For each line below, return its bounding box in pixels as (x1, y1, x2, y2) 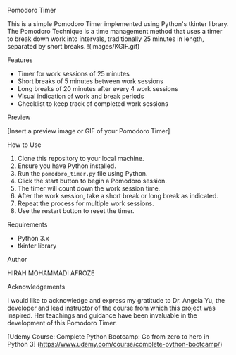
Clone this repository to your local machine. (17, 155, 144, 162)
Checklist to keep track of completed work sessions (17, 100, 169, 108)
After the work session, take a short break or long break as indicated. (17, 192, 218, 200)
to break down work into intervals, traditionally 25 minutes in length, (7, 35, 204, 43)
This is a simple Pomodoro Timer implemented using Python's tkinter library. (7, 20, 229, 28)
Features (7, 56, 33, 64)
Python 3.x (17, 234, 49, 242)
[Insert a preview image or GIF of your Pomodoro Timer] (7, 127, 170, 135)
